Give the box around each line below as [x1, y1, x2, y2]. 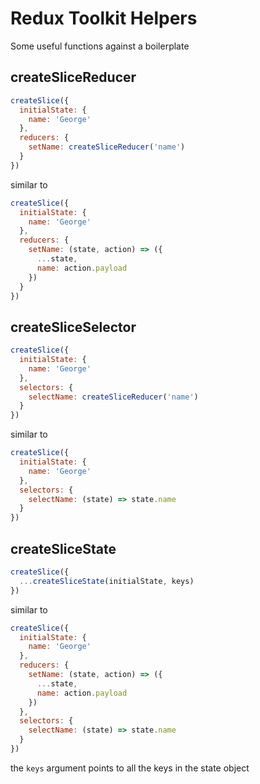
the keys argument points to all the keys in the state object [10, 762, 250, 774]
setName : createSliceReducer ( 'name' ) [28, 142, 186, 152]
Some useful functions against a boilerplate [10, 40, 190, 52]
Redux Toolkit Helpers [10, 7, 198, 30]
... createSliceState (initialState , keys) [19, 576, 195, 586]
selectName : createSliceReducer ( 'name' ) [28, 392, 199, 402]
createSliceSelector [10, 318, 137, 336]
